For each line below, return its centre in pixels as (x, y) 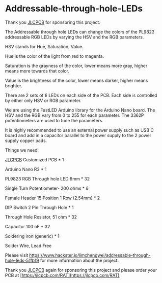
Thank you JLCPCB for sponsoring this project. (53, 22)
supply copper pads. (26, 141)
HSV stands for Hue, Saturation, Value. (44, 46)
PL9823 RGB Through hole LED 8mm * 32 (47, 178)
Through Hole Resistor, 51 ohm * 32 (41, 217)
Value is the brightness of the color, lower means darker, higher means (77, 80)
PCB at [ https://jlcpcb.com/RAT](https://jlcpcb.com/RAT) (62, 275)
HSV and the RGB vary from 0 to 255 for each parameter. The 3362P (75, 115)
